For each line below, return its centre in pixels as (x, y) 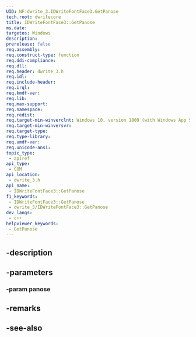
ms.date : (17, 28)
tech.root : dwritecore (34, 17)
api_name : (18, 185)
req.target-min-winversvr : (39, 126)
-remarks (23, 308)
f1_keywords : (22, 197)
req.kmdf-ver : (23, 93)
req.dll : (17, 66)
